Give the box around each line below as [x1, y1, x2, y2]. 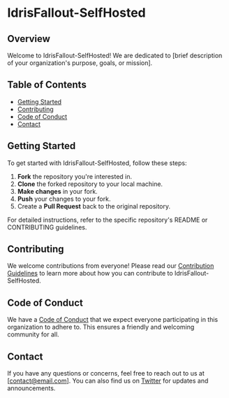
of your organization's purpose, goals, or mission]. [7, 59, 153, 67]
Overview [7, 33, 51, 45]
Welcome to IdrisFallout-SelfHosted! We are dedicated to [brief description [7, 51, 223, 59]
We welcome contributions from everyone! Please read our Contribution [7, 262, 214, 270]
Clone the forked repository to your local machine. [17, 180, 163, 188]
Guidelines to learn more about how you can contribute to [7, 269, 173, 278]
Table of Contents [7, 79, 87, 91]
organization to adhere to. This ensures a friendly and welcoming [7, 323, 195, 332]
